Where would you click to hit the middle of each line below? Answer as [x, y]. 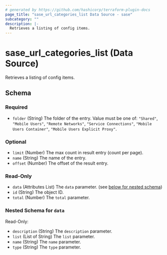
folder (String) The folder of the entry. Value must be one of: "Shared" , [85, 118]
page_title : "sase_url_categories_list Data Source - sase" [69, 14]
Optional [16, 142]
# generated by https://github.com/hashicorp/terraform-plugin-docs [78, 10]
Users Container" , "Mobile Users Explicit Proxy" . [65, 129]
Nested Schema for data [35, 211]
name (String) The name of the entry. [49, 158]
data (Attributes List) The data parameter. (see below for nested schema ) [87, 187]
